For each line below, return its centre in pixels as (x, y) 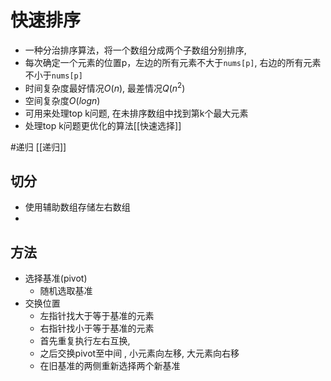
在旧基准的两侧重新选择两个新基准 (110, 366)
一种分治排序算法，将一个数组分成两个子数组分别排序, (135, 50)
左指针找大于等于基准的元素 (97, 316)
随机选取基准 (66, 291)
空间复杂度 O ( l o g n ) (62, 100)
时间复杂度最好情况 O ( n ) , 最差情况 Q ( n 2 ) (105, 87)
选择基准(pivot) (56, 278)
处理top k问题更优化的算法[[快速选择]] (103, 125)
